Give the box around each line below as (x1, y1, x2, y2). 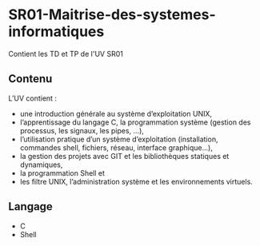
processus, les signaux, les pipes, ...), (19, 125, 144, 135)
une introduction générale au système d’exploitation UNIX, (19, 109, 213, 118)
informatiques (8, 22, 105, 41)
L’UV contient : (8, 93, 58, 103)
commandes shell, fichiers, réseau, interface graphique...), (19, 142, 214, 153)
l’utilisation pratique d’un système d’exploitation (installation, (19, 134, 218, 144)
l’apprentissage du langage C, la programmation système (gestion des (19, 117, 251, 127)
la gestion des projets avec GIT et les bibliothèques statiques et (19, 151, 230, 161)
